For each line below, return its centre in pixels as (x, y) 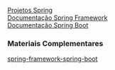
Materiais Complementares (55, 43)
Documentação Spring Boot (48, 25)
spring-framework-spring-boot (53, 59)
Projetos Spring (30, 10)
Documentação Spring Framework (57, 18)
